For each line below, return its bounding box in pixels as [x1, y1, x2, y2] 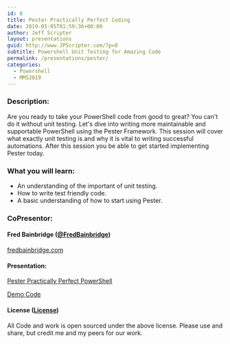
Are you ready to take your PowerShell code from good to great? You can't [7, 112, 218, 120]
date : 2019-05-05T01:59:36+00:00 [7, 23, 103, 30]
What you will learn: [7, 166, 76, 175]
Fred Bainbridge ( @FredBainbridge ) [7, 230, 111, 239]
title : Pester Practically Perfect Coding [7, 17, 130, 23]
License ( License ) [7, 305, 60, 314]
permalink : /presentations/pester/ [7, 55, 109, 62]
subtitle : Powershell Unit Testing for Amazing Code [7, 49, 161, 56]
